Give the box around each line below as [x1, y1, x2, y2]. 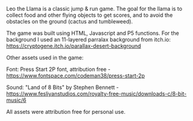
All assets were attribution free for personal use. [6, 108, 126, 115]
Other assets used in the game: [6, 54, 84, 61]
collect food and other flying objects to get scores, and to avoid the [6, 11, 173, 19]
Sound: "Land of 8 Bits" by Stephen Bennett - [6, 84, 119, 91]
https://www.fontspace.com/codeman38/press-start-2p [6, 72, 146, 79]
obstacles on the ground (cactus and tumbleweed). [6, 18, 133, 25]
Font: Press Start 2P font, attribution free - [6, 66, 111, 73]
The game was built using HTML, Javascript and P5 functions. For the [6, 29, 179, 37]
